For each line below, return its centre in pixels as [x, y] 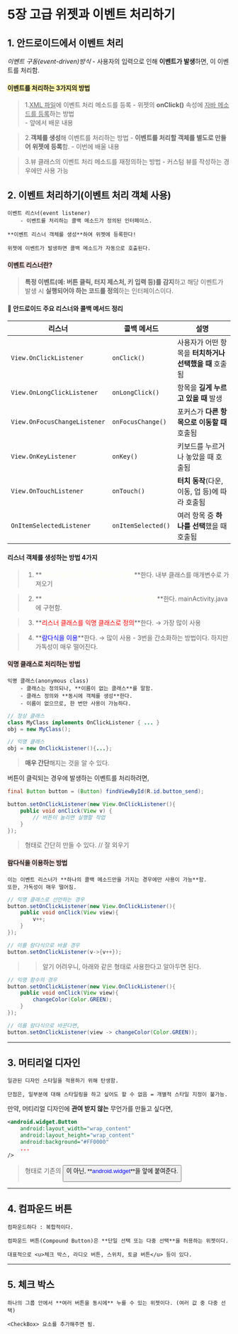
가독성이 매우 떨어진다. [67, 646]
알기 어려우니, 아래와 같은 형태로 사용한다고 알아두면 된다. [122, 966]
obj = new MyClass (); [39, 729]
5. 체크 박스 [31, 1285]
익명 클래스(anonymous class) [48, 681]
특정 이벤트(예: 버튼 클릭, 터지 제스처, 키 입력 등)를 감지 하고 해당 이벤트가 [124, 282]
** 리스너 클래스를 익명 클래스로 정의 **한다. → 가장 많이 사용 [118, 623]
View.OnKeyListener [44, 456]
